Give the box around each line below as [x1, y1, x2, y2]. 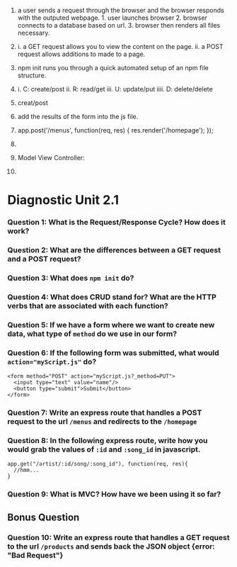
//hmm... [13, 467, 40, 474]
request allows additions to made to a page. [17, 50, 146, 58]
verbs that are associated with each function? [7, 301, 168, 310]
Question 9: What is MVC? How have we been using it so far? [7, 489, 221, 499]
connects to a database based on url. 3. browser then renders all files [17, 21, 221, 29]
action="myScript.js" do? [7, 357, 97, 366]
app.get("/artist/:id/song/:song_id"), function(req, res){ [7, 461, 189, 468]
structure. [17, 71, 47, 79]
